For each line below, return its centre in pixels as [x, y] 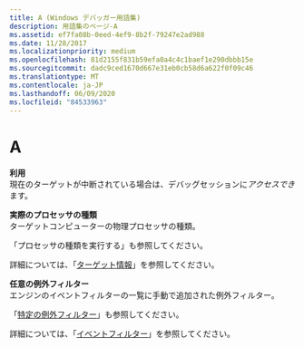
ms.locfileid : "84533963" [58, 102]
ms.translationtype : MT [54, 77]
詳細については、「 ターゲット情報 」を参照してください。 [114, 265]
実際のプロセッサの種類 [53, 215]
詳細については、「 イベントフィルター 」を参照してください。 [123, 334]
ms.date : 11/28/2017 [49, 43]
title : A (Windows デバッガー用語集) [75, 18]
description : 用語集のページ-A [64, 26]
